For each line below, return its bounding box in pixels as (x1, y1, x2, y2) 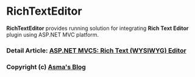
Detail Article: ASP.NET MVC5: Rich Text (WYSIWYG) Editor (6, 46, 187, 54)
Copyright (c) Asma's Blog (6, 62, 87, 71)
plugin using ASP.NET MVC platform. (6, 31, 99, 38)
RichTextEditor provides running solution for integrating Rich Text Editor (6, 24, 189, 32)
